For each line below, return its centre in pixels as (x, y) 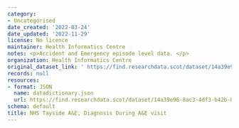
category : (22, 14)
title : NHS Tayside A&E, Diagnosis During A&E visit (87, 113)
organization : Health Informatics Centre (70, 60)
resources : (23, 80)
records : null (28, 73)
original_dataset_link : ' (46, 67)
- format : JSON (30, 87)
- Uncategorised (31, 21)
